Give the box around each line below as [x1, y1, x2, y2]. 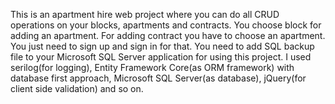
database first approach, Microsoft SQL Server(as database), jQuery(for [10, 72, 307, 84]
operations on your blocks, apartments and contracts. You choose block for [10, 19, 322, 31]
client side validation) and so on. [10, 83, 144, 94]
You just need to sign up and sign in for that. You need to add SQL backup [10, 40, 315, 52]
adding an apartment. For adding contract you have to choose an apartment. [10, 30, 326, 41]
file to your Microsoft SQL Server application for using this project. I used [10, 51, 312, 63]
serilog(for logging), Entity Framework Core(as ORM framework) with [10, 62, 295, 73]
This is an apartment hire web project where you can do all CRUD [10, 9, 280, 20]
